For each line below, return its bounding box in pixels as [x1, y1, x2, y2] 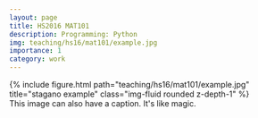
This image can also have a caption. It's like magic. [9, 98, 196, 108]
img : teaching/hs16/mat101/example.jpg [9, 38, 158, 47]
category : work [9, 55, 66, 63]
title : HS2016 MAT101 [9, 21, 90, 30]
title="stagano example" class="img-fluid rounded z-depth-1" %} [9, 88, 250, 99]
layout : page [9, 13, 58, 22]
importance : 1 [9, 46, 62, 55]
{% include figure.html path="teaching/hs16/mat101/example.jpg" [9, 80, 250, 89]
